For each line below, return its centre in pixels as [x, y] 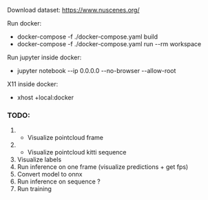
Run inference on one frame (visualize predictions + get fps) [103, 167]
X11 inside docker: [33, 84]
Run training [34, 189]
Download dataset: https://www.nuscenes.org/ [73, 10]
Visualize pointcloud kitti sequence [77, 152]
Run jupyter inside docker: [44, 57]
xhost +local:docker [45, 97]
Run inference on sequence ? [59, 181]
